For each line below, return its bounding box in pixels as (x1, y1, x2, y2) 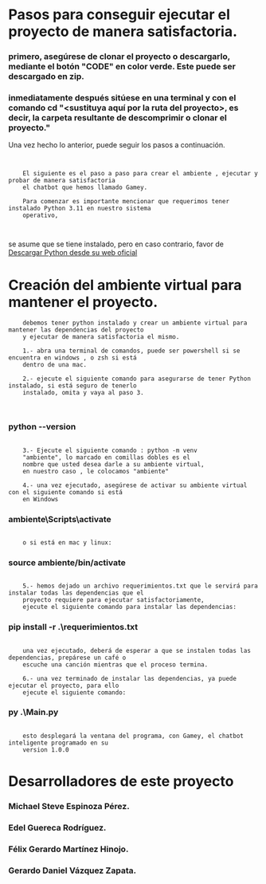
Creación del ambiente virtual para (8, 276, 242, 294)
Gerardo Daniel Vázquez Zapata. (8, 865, 137, 876)
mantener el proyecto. (8, 293, 158, 311)
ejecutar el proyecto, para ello (8, 682, 119, 690)
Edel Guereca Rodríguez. (8, 822, 107, 833)
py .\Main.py (8, 707, 59, 718)
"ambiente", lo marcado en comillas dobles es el (22, 453, 191, 462)
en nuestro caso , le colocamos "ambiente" (22, 467, 170, 475)
